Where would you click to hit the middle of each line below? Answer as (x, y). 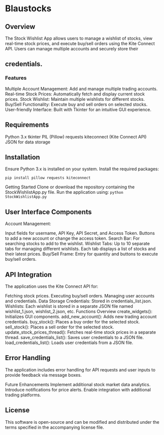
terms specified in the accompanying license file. (55, 427)
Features (16, 78)
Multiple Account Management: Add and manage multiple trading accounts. (81, 89)
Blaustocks (28, 9)
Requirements (27, 125)
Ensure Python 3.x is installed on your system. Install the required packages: (82, 169)
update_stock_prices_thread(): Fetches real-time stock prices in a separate (81, 332)
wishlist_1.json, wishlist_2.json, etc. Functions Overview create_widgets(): (79, 311)
